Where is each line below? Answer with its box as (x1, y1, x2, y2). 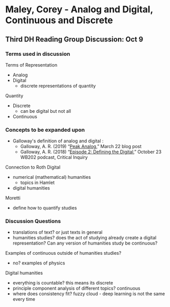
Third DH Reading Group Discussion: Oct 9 (5, 35, 143, 44)
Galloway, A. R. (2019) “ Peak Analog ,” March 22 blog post (20, 144, 142, 150)
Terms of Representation (5, 62, 58, 68)
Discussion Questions (5, 218, 61, 225)
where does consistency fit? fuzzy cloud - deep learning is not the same (12, 291, 165, 297)
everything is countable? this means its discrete (12, 280, 113, 286)
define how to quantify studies (12, 205, 77, 211)
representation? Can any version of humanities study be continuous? (12, 240, 158, 247)
